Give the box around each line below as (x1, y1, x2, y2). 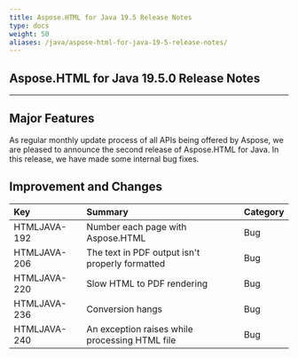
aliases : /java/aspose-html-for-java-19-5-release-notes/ (9, 37, 228, 47)
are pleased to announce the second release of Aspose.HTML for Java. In (9, 144, 279, 155)
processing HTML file (86, 334, 176, 346)
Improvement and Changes (9, 179, 162, 195)
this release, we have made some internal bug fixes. (9, 153, 200, 164)
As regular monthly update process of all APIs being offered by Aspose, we (9, 134, 284, 145)
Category (243, 205, 285, 218)
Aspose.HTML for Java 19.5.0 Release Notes (9, 70, 261, 85)
